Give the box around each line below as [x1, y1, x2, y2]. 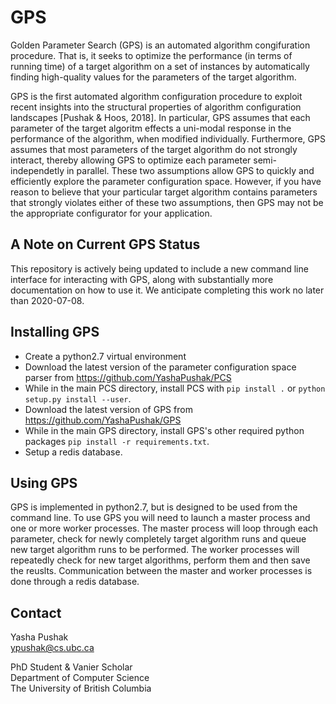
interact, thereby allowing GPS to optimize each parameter [10, 154, 252, 166]
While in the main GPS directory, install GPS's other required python [24, 424, 305, 436]
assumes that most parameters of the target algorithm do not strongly [10, 143, 298, 155]
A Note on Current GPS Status [10, 236, 201, 253]
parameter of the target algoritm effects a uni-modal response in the [10, 122, 292, 134]
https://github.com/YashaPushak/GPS [24, 414, 182, 426]
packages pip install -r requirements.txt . [24, 435, 210, 447]
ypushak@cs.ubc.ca [10, 642, 95, 654]
